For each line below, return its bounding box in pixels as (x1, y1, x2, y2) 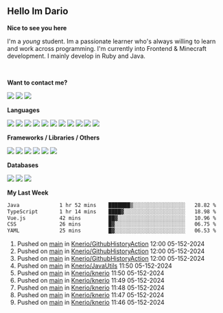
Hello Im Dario (7, 6, 69, 17)
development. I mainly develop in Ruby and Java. (7, 52, 146, 60)
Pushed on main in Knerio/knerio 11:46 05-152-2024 (16, 299, 165, 307)
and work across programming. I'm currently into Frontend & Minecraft (7, 44, 207, 52)
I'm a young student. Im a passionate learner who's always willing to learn (7, 37, 216, 45)
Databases (7, 161, 39, 169)
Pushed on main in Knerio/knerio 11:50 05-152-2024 (16, 269, 165, 277)
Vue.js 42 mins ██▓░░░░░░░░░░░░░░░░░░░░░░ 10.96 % (7, 215, 216, 222)
